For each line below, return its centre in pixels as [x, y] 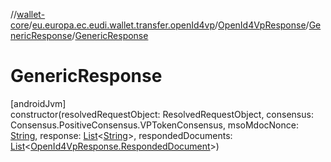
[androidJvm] [38, 103]
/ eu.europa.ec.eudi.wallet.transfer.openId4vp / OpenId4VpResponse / [169, 25]
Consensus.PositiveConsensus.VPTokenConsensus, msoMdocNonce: [154, 125]
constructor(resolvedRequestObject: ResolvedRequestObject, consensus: [162, 114]
